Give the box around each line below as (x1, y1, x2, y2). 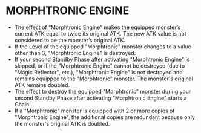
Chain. (14, 100, 31, 108)
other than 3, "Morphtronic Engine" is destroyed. (14, 49, 136, 56)
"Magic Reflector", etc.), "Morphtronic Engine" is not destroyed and (14, 68, 183, 76)
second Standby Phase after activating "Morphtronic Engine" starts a (14, 94, 187, 102)
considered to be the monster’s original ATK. (14, 36, 125, 44)
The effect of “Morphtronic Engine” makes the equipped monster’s (14, 24, 181, 31)
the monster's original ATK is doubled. (14, 120, 110, 127)
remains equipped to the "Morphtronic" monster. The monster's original (14, 75, 194, 82)
